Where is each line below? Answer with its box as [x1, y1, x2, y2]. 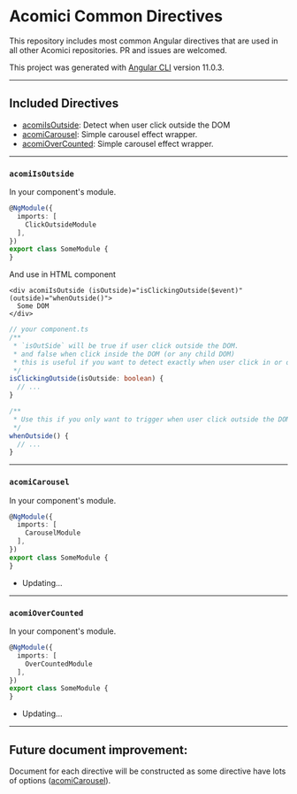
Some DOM [17, 302, 49, 311]
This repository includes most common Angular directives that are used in [9, 35, 278, 46]
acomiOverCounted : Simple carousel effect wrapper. [21, 138, 214, 149]
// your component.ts [9, 325, 89, 334]
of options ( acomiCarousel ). [9, 775, 111, 785]
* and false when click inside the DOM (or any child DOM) [12, 350, 236, 358]
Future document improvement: [9, 742, 188, 758]
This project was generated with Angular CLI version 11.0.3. [9, 62, 225, 73]
